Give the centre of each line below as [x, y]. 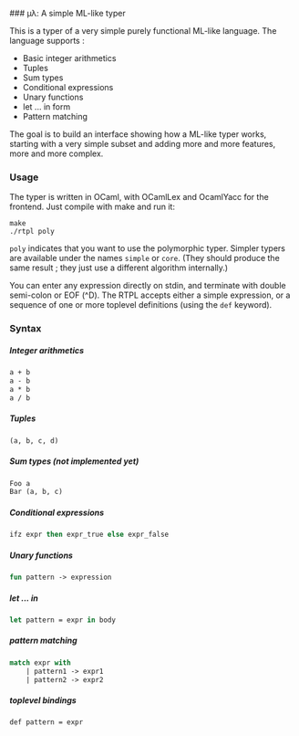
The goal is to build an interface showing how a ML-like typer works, [138, 134]
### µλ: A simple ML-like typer [67, 13]
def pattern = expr [46, 722]
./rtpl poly [32, 232]
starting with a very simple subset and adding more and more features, [143, 144]
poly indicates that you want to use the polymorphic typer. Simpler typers [147, 248]
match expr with [40, 662]
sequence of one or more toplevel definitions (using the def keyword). [141, 305]
